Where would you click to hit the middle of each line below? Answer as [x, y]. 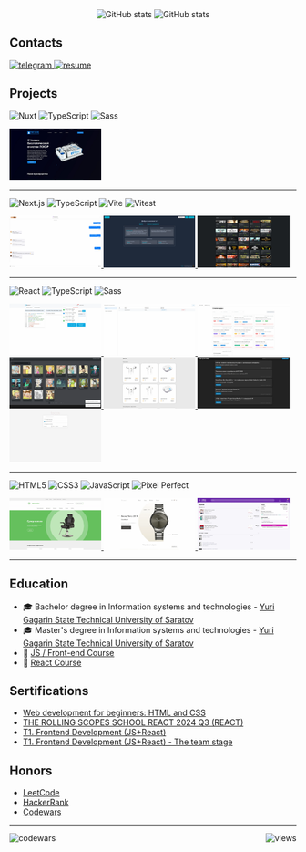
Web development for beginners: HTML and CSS [114, 713]
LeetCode [41, 793]
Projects [34, 94]
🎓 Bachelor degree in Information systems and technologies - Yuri [148, 607]
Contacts [36, 43]
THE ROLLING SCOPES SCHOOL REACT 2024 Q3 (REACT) [133, 722]
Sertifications [49, 691]
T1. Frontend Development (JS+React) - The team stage [127, 742]
